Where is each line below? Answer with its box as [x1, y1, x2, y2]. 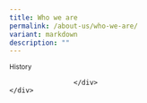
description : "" [9, 38, 70, 47]
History [9, 63, 32, 72]
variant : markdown [9, 30, 78, 39]
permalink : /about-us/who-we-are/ [9, 21, 139, 30]
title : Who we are [9, 13, 78, 22]
